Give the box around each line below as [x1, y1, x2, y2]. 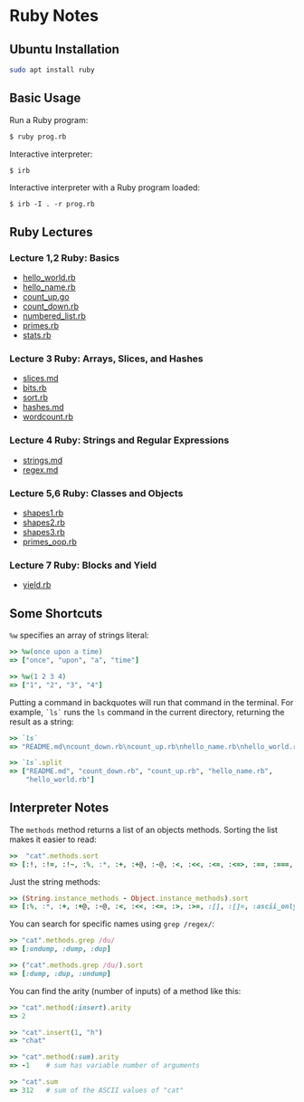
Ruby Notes [9, 5, 100, 26]
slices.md [22, 373, 59, 384]
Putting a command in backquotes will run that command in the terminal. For [9, 696, 294, 707]
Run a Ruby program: [9, 114, 89, 125]
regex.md [22, 464, 59, 475]
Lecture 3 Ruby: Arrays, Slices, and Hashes [9, 352, 204, 365]
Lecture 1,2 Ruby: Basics [9, 251, 120, 264]
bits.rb [22, 382, 47, 394]
